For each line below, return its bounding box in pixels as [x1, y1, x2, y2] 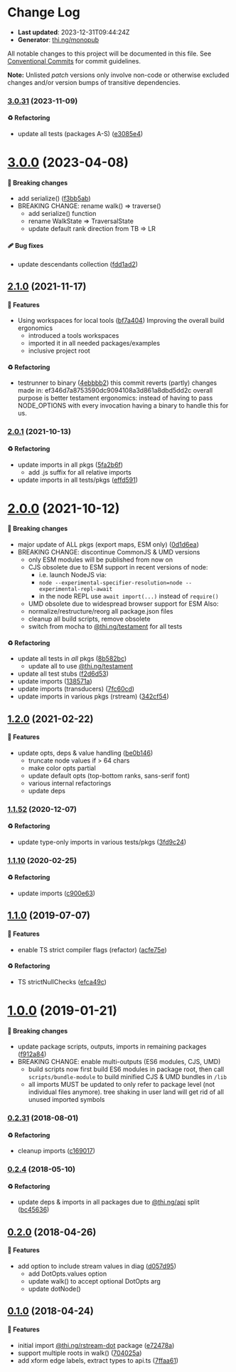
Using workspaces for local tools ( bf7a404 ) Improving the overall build [17, 316, 225, 325]
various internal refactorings [28, 778, 112, 788]
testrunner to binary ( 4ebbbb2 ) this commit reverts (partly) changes [17, 378, 218, 387]
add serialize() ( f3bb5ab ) [17, 194, 91, 203]
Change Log [7, 4, 80, 21]
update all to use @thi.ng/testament [28, 662, 134, 671]
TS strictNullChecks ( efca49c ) [17, 977, 107, 986]
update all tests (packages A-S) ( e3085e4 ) [17, 130, 144, 138]
